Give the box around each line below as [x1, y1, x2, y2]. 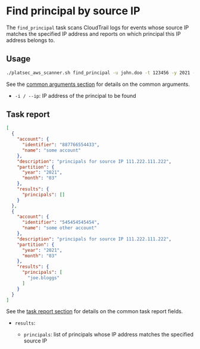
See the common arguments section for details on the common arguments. [6, 81, 190, 88]
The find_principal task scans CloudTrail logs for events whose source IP [6, 24, 189, 31]
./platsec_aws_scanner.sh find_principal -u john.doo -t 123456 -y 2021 [6, 70, 190, 76]
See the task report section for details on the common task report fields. [6, 308, 183, 315]
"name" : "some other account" [21, 225, 97, 231]
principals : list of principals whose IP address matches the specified [23, 331, 193, 338]
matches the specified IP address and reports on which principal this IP [6, 30, 181, 37]
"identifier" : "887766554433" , [21, 142, 100, 148]
